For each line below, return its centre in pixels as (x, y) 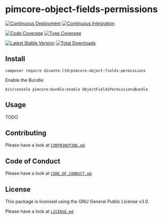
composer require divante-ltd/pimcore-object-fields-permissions (75, 70)
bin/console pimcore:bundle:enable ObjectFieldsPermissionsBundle (77, 89)
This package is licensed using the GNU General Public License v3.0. (77, 202)
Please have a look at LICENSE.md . (40, 211)
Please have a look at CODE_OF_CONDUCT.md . (49, 173)
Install (15, 59)
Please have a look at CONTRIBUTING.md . (46, 145)
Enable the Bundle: (25, 80)
